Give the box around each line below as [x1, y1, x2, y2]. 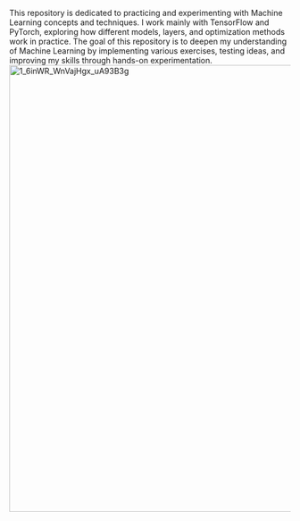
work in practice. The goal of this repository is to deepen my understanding [9, 36, 287, 46]
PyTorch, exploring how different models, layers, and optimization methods [9, 27, 286, 37]
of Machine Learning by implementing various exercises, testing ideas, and [9, 46, 286, 56]
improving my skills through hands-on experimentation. [9, 55, 212, 65]
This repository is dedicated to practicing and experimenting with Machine [9, 8, 283, 18]
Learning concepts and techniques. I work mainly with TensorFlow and [9, 17, 270, 28]
